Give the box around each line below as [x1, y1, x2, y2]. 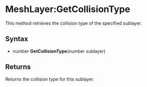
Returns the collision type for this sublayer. [5, 76, 95, 82]
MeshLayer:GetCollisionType [5, 4, 130, 15]
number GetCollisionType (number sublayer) [12, 48, 106, 54]
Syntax [5, 35, 28, 43]
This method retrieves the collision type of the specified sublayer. [5, 20, 142, 26]
